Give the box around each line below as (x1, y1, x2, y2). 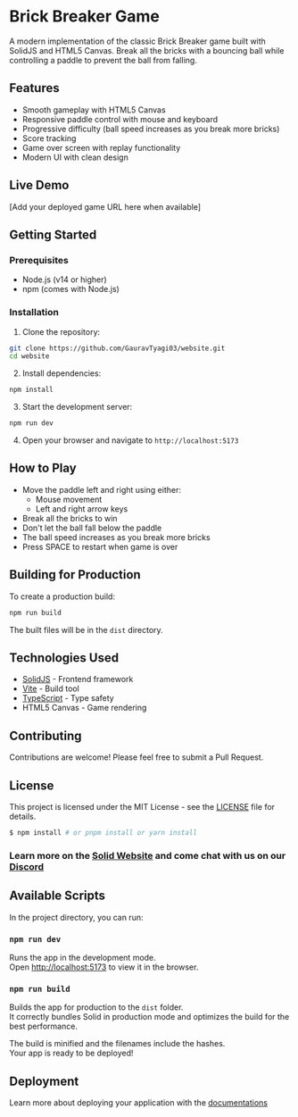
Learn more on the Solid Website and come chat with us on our (9, 849, 286, 862)
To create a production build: (9, 591, 116, 602)
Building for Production (9, 567, 141, 582)
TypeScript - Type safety (21, 693, 114, 704)
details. (9, 811, 37, 821)
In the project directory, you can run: (9, 912, 144, 922)
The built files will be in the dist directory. (9, 624, 163, 635)
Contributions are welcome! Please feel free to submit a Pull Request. (9, 752, 264, 763)
